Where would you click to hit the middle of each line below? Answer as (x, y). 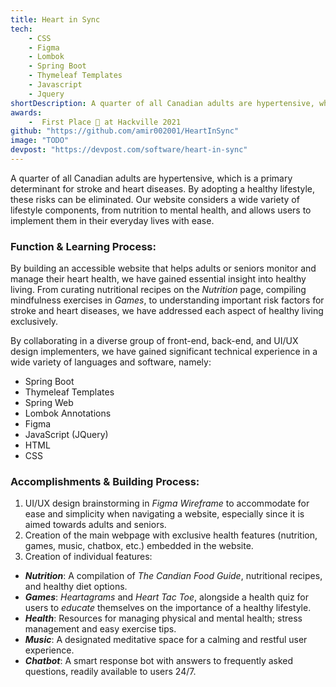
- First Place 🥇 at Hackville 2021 (105, 122)
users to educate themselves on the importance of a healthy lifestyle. (168, 608)
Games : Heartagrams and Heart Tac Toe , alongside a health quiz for (166, 597)
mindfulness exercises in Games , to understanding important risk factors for (167, 300)
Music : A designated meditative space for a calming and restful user (166, 640)
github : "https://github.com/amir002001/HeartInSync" (125, 131)
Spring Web (49, 403)
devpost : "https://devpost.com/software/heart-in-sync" (129, 150)
